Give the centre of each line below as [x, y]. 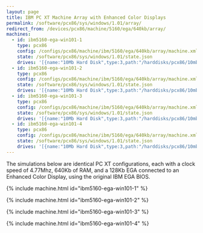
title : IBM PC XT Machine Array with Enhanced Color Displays [86, 18]
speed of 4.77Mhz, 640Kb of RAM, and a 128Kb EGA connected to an [93, 170]
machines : [19, 34]
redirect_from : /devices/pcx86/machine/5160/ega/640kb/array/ [86, 29]
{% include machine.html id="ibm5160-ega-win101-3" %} [78, 211]
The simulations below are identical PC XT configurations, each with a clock [101, 164]
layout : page [23, 12]
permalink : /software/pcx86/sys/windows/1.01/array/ [74, 23]
